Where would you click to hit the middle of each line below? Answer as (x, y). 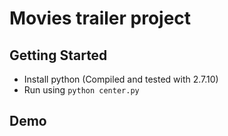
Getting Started (58, 55)
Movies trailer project (100, 18)
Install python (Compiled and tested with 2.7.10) (121, 79)
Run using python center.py (81, 90)
